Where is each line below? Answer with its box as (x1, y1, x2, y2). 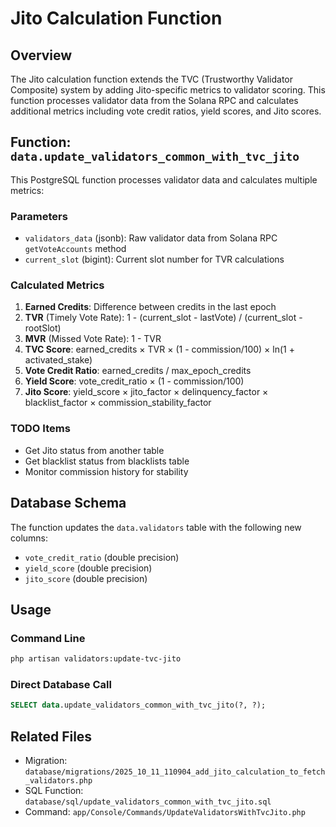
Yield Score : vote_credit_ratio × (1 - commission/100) (24, 375, 245, 387)
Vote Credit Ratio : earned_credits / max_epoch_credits (24, 365, 252, 377)
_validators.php (24, 776, 93, 786)
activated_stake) (24, 354, 93, 366)
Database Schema (10, 495, 127, 512)
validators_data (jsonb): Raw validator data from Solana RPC (24, 232, 278, 244)
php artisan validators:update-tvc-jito (10, 654, 182, 664)
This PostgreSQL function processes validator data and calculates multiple (10, 173, 318, 186)
